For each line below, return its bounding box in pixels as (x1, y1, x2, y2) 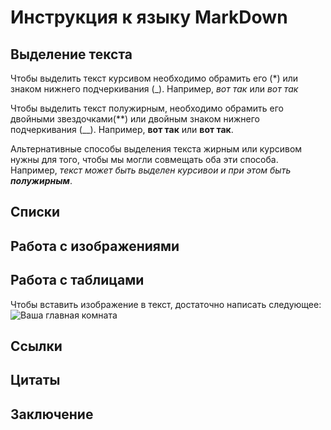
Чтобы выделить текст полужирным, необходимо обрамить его (10, 102, 284, 114)
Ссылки (10, 337, 63, 355)
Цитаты (10, 372, 61, 389)
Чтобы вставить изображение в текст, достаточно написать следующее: (10, 298, 322, 310)
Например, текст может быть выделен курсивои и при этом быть (10, 164, 292, 176)
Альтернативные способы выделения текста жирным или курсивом (10, 143, 303, 155)
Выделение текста (10, 46, 133, 63)
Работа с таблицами (10, 272, 145, 289)
